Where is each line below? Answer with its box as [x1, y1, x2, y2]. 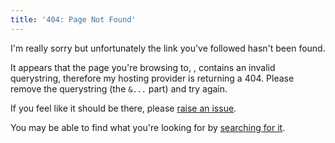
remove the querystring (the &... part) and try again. [10, 82, 228, 95]
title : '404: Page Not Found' [10, 14, 137, 25]
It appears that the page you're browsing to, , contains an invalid [10, 61, 276, 73]
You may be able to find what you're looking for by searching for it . [10, 121, 286, 133]
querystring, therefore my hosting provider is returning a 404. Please [10, 72, 295, 84]
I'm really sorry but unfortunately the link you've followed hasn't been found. [10, 42, 326, 54]
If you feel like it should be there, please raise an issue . [10, 102, 237, 114]
